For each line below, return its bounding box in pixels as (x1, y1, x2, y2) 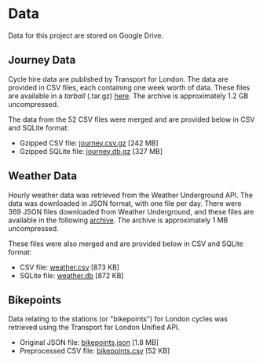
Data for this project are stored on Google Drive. (8, 31, 163, 40)
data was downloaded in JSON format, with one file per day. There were (8, 198, 242, 208)
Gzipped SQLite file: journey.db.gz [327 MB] (19, 146, 163, 156)
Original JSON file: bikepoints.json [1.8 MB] (19, 338, 159, 347)
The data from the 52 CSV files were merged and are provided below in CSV (8, 115, 255, 124)
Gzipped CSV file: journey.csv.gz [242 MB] (19, 138, 159, 148)
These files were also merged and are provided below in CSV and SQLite (8, 239, 243, 248)
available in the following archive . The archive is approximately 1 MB (8, 215, 228, 225)
